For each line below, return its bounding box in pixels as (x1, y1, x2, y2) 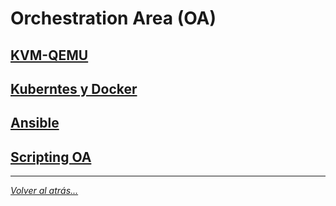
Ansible (10, 115, 60, 132)
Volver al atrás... (10, 185, 79, 197)
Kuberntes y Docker (10, 80, 138, 97)
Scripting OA (10, 148, 92, 166)
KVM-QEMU (10, 47, 89, 64)
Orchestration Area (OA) (10, 7, 217, 30)
